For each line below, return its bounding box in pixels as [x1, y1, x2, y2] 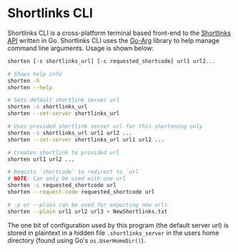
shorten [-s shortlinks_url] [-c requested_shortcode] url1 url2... [7, 57, 216, 65]
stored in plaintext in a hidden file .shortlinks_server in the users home [7, 228, 219, 237]
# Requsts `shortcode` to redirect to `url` [7, 168, 142, 176]
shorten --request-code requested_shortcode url [7, 188, 155, 196]
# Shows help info [7, 70, 62, 78]
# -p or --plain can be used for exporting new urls [7, 201, 168, 208]
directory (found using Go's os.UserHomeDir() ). [7, 236, 146, 244]
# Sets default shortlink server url [7, 96, 120, 104]
